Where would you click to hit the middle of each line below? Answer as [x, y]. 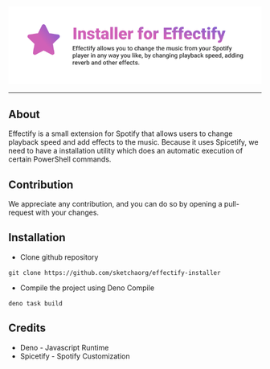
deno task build [35, 303]
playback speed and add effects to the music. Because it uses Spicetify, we [133, 142]
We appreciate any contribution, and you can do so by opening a [115, 204]
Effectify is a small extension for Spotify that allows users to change [121, 133]
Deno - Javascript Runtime [64, 347]
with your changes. [67, 213]
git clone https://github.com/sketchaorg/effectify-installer [115, 273]
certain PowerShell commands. [60, 159]
